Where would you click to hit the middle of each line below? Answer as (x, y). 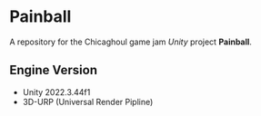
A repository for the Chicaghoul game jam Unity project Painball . (131, 42)
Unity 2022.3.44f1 (56, 92)
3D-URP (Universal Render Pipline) (88, 101)
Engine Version (54, 70)
